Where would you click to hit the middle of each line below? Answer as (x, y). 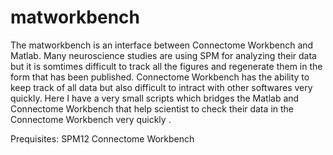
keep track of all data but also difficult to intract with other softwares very (161, 87)
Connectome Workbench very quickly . (91, 119)
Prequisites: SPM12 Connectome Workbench (102, 138)
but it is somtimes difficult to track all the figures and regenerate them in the (166, 66)
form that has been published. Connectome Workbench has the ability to (160, 77)
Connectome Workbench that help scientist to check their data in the (152, 108)
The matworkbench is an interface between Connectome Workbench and (162, 45)
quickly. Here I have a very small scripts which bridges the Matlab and (155, 98)
